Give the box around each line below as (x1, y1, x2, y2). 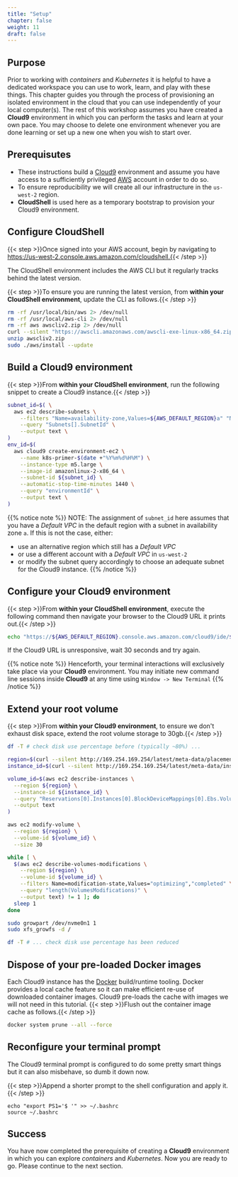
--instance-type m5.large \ (20, 461, 103, 468)
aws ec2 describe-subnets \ (13, 408, 97, 416)
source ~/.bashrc (7, 1109, 59, 1116)
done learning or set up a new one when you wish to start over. (7, 129, 192, 137)
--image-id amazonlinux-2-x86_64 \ (20, 467, 125, 474)
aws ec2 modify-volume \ (7, 821, 81, 828)
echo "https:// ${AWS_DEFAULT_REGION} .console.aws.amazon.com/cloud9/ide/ (7, 633, 230, 640)
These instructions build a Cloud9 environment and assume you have (17, 168, 220, 176)
